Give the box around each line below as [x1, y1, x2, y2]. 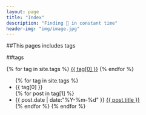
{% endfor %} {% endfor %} [15, 103, 86, 110]
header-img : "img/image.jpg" [6, 25, 80, 32]
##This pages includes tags [6, 42, 76, 49]
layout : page [6, 8, 39, 15]
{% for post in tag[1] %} [15, 90, 75, 97]
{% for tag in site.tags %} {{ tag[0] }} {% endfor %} [6, 66, 134, 73]
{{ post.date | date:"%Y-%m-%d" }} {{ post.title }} [15, 96, 141, 104]
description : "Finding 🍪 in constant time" [6, 20, 118, 26]
